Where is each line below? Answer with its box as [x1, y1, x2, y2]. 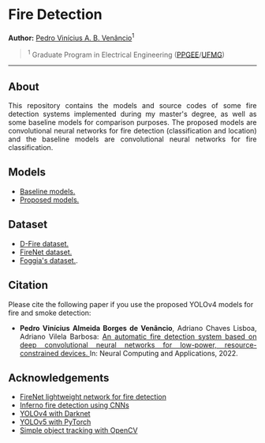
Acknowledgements [8, 371, 110, 385]
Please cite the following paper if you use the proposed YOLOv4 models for [8, 299, 254, 309]
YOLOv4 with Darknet [19, 409, 91, 419]
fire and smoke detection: [8, 308, 91, 317]
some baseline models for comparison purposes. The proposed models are [8, 118, 257, 127]
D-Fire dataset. [19, 238, 69, 248]
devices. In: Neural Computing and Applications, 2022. [60, 348, 238, 358]
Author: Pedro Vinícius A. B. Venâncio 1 [8, 32, 135, 43]
